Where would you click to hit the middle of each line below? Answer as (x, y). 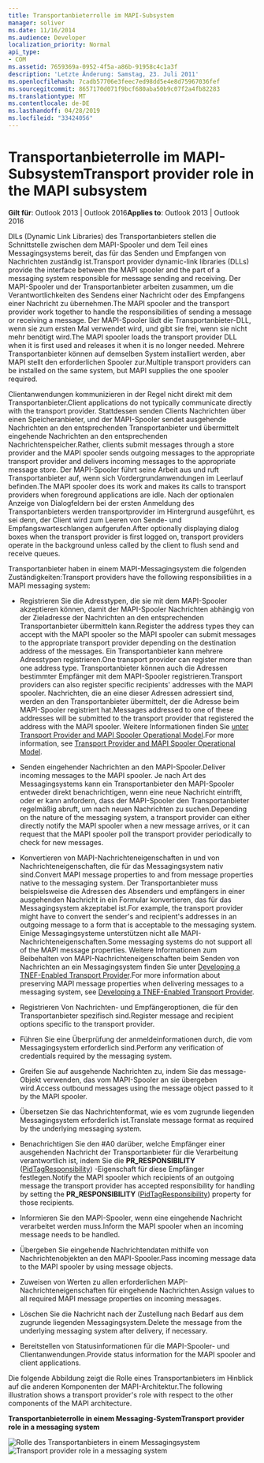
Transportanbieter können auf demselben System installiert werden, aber (127, 354)
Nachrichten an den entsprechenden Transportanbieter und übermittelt (124, 428)
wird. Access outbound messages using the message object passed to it (136, 1088)
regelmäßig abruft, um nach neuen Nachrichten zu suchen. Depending (133, 809)
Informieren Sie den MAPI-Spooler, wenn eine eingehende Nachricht (131, 1218)
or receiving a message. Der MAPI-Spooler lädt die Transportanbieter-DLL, (130, 320)
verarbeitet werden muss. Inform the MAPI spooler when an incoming (132, 1226)
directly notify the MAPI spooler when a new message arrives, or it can (135, 825)
